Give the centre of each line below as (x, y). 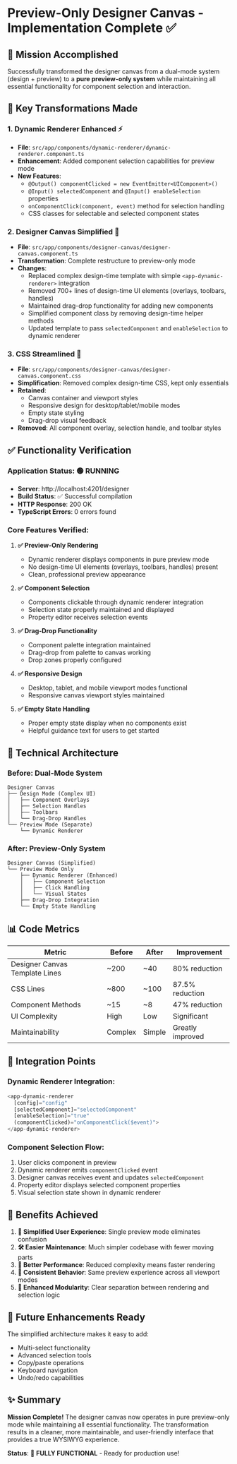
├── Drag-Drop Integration (60, 900)
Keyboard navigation (48, 1370)
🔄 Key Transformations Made (73, 108)
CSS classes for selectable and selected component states (114, 213)
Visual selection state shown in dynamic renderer (89, 1193)
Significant (190, 1016)
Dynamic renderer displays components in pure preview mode (119, 560)
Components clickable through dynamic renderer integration (116, 602)
